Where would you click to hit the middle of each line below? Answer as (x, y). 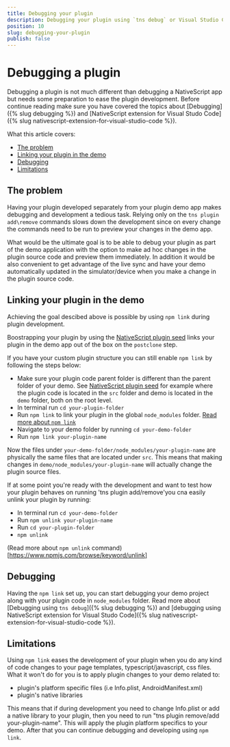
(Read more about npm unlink (49, 548)
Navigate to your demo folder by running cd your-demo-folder (104, 429)
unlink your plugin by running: (49, 499)
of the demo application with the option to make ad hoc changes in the (107, 249)
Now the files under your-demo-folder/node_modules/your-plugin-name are (112, 450)
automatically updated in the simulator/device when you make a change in (112, 271)
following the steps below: (44, 365)
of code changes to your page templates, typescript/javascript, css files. (110, 668)
